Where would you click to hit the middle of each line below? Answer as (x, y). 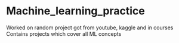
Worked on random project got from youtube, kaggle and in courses (90, 27)
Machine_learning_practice (75, 11)
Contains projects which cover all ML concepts (64, 33)
